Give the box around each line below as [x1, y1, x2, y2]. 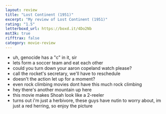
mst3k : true [5, 31, 30, 36]
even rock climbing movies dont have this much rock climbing [12, 81, 142, 87]
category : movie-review [5, 41, 56, 46]
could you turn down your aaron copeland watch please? [12, 65, 132, 71]
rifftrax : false [5, 36, 40, 41]
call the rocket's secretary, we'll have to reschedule [12, 70, 121, 77]
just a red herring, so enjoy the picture [12, 102, 93, 109]
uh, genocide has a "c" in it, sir [12, 54, 77, 60]
